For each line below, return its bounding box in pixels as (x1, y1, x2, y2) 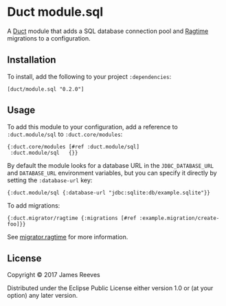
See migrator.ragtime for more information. (7, 232, 128, 241)
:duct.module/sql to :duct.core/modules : (7, 130, 123, 138)
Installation (7, 54, 56, 66)
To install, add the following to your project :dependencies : (7, 72, 172, 80)
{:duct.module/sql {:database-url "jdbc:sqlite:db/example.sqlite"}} (7, 189, 211, 196)
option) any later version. (7, 292, 78, 300)
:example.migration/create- (139, 215, 220, 221)
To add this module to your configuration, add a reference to (7, 122, 179, 131)
